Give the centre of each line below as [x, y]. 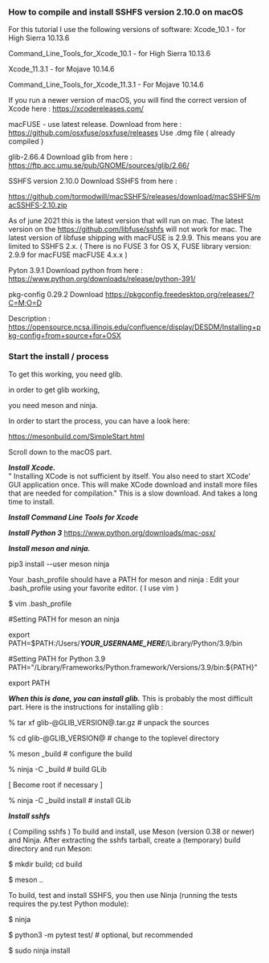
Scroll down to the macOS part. [60, 451]
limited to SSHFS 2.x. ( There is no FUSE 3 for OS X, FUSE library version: [130, 247]
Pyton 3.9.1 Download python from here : [75, 271]
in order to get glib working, [54, 390]
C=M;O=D [25, 303]
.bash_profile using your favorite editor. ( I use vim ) [94, 588]
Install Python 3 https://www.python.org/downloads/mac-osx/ [112, 533]
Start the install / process [59, 357]
